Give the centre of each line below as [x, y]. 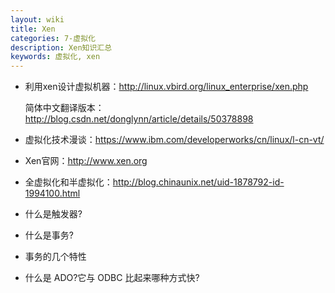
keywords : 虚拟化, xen [55, 57]
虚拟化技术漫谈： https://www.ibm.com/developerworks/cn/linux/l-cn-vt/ [174, 140]
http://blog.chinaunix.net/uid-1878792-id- [198, 182]
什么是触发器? [53, 214]
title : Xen [33, 29]
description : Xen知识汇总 [61, 47]
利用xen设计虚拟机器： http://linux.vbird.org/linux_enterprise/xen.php [166, 87]
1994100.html [52, 193]
